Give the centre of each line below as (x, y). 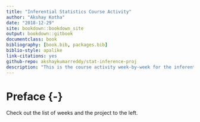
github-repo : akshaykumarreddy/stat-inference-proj (71, 61)
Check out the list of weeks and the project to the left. (72, 113)
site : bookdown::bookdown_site (45, 28)
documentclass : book (32, 39)
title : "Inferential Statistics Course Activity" (69, 12)
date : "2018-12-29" (30, 23)
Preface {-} (35, 96)
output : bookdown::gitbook (40, 34)
